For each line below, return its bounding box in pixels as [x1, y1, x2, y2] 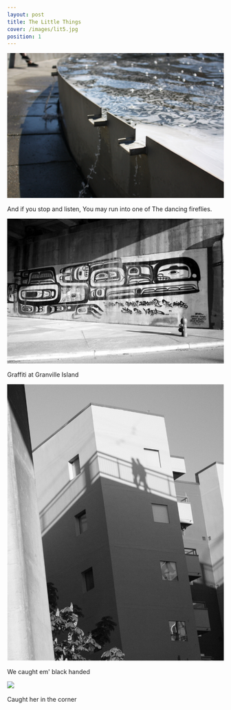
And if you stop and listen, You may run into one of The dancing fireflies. [7, 204, 212, 213]
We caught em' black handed [7, 667, 91, 676]
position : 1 [7, 33, 41, 40]
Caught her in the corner [7, 695, 77, 703]
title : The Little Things [7, 18, 81, 26]
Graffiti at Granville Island [7, 370, 79, 379]
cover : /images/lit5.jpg [7, 26, 78, 32]
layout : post [7, 11, 45, 18]
